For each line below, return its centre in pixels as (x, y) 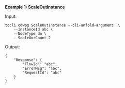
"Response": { (28, 60)
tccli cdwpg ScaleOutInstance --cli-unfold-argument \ (62, 25)
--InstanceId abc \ (33, 29)
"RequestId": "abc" (42, 73)
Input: (11, 16)
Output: (13, 47)
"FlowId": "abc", (40, 64)
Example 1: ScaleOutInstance (35, 7)
